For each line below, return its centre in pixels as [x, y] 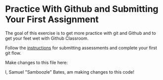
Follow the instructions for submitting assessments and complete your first [81, 48]
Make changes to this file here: [37, 62]
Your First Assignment [52, 19]
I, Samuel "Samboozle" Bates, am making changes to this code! [70, 72]
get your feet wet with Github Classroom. [47, 38]
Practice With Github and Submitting [82, 9]
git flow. [13, 53]
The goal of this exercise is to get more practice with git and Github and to [81, 33]
